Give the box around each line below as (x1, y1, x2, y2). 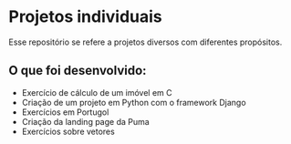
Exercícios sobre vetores (21, 126, 115, 137)
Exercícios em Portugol (21, 107, 109, 118)
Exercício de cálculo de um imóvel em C (21, 87, 172, 98)
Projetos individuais (8, 6, 163, 27)
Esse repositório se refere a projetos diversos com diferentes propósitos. (8, 36, 283, 47)
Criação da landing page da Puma (21, 116, 150, 127)
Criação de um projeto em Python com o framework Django (21, 97, 247, 108)
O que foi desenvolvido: (8, 63, 147, 78)
